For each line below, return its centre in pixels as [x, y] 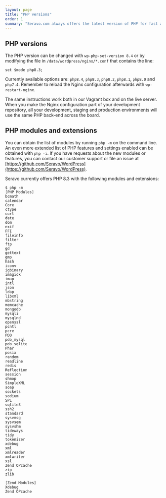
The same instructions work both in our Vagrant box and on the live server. [81, 99]
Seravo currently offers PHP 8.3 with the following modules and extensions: [82, 179]
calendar [14, 201]
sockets [13, 392]
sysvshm [13, 426]
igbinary [14, 270]
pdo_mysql [15, 340]
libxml [12, 296]
